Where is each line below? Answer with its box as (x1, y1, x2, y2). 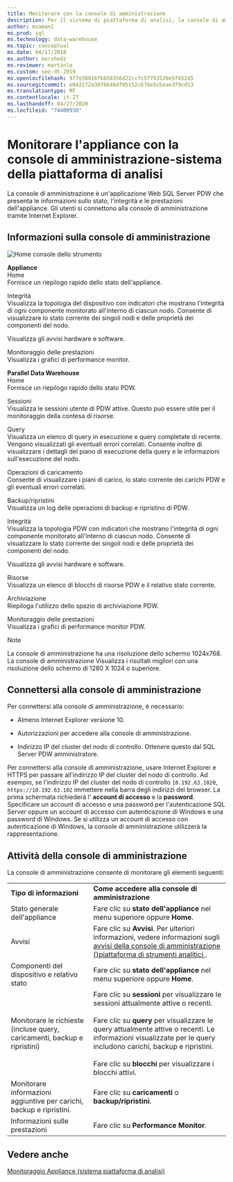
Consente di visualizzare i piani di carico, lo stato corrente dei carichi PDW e (7, 475, 225, 483)
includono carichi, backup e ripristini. (93, 1042, 214, 1052)
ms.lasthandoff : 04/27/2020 (7, 101, 89, 108)
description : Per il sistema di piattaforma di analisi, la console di (7, 17, 218, 24)
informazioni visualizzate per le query (93, 1033, 216, 1043)
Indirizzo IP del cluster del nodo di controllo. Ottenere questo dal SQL (17, 743, 216, 751)
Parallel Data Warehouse (7, 368, 80, 377)
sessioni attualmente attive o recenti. (93, 998, 213, 1008)
